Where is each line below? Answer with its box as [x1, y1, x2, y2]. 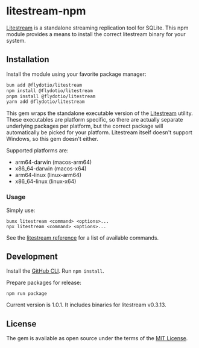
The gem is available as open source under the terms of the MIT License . [6, 335, 188, 342]
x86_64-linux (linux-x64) [14, 178, 77, 185]
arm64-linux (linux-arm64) [14, 172, 82, 179]
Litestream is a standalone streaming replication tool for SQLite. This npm [6, 24, 189, 31]
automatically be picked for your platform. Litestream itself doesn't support [6, 129, 193, 136]
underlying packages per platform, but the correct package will [6, 122, 163, 130]
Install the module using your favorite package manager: [6, 70, 147, 78]
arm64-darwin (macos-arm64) [14, 158, 92, 166]
